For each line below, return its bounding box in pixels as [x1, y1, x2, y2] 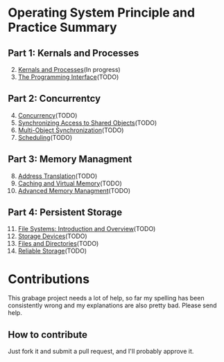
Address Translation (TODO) [17, 172, 98, 180]
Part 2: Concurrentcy [8, 93, 101, 105]
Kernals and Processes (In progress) [17, 66, 121, 73]
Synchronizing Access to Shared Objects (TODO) [17, 118, 157, 127]
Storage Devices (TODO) [17, 232, 87, 240]
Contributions [8, 271, 89, 287]
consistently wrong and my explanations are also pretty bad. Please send [8, 301, 217, 309]
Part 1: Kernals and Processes [8, 47, 139, 59]
